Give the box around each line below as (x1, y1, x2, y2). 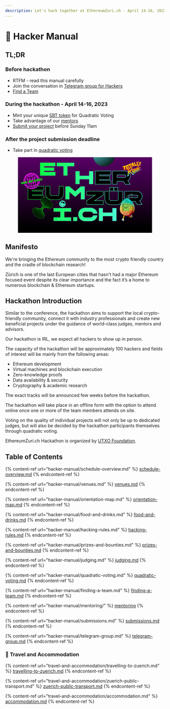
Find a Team (12, 88, 39, 94)
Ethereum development (12, 361, 62, 367)
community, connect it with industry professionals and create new (22, 315, 160, 321)
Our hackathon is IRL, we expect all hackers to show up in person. (5, 336, 143, 342)
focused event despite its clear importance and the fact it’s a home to (5, 276, 150, 283)
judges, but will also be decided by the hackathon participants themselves (5, 423, 160, 429)
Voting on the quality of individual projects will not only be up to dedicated (5, 418, 160, 424)
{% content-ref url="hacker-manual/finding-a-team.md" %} (5, 588, 130, 594)
